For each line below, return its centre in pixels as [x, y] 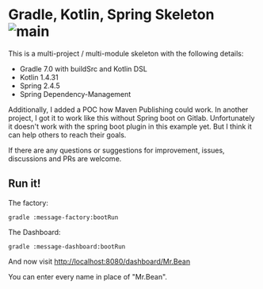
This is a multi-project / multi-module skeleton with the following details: [126, 53]
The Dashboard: [34, 232]
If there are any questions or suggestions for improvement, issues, [116, 150]
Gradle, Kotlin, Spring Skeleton [111, 15]
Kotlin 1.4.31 [39, 77]
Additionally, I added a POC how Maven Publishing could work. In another [128, 110]
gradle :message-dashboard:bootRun [67, 247]
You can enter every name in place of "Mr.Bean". [88, 276]
